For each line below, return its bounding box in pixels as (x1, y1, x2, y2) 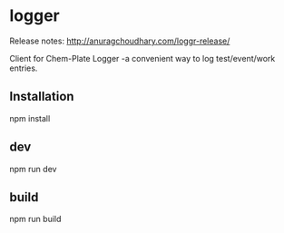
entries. (9, 63, 38, 73)
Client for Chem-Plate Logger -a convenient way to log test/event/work (9, 53, 276, 63)
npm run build (9, 214, 62, 225)
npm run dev (9, 163, 57, 174)
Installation (9, 89, 74, 104)
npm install (9, 112, 51, 123)
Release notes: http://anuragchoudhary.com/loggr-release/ (9, 35, 230, 46)
